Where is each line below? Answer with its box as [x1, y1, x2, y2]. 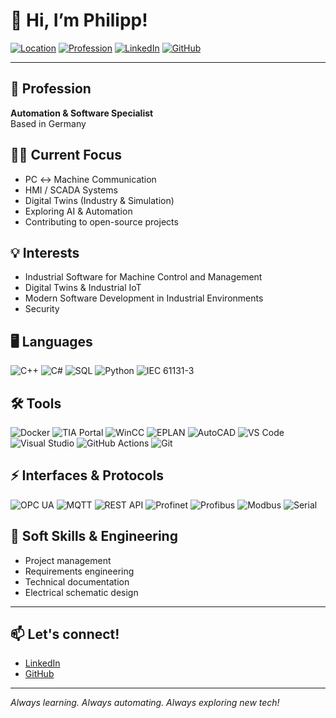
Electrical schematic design [24, 586, 139, 598]
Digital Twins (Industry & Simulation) [24, 194, 175, 206]
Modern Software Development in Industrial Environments [24, 292, 264, 304]
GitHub [24, 668, 55, 680]
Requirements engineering [24, 565, 135, 577]
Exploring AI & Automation [24, 205, 133, 217]
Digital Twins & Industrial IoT [24, 282, 142, 294]
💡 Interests [10, 244, 80, 261]
